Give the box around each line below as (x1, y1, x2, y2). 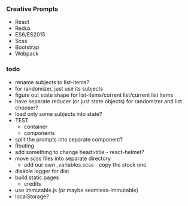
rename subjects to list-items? (14, 78, 90, 85)
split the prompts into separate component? (14, 136, 123, 143)
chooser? (14, 104, 38, 111)
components (23, 129, 55, 136)
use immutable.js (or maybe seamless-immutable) (14, 186, 139, 193)
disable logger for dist (14, 167, 69, 174)
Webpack (14, 50, 39, 57)
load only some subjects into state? (14, 110, 102, 118)
